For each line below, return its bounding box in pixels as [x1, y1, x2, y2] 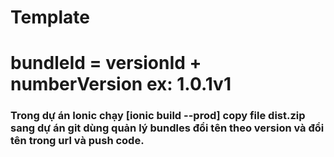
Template [10, 6, 90, 29]
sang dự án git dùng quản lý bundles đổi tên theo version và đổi [10, 121, 325, 135]
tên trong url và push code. [10, 134, 145, 148]
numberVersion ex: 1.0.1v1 [10, 73, 232, 96]
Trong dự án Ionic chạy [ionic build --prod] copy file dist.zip [10, 109, 306, 123]
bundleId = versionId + [10, 52, 202, 75]
